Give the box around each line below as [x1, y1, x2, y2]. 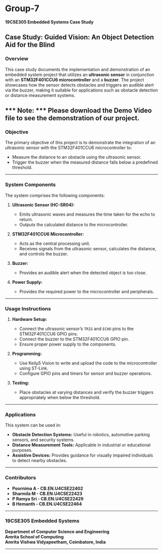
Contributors [5, 474, 36, 481]
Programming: [12, 351, 42, 356]
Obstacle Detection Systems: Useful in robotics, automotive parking [12, 432, 150, 438]
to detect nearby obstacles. [12, 458, 67, 463]
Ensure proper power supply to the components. [19, 341, 116, 347]
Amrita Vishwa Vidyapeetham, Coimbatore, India [5, 539, 106, 545]
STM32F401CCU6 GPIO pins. [19, 331, 79, 336]
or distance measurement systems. [5, 92, 76, 98]
